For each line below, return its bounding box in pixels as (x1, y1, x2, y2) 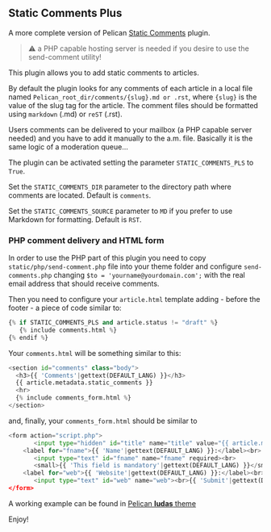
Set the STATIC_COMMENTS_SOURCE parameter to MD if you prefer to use (8, 206, 233, 216)
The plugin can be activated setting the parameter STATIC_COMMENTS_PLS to (8, 157, 254, 167)
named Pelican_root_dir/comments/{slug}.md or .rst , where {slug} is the (8, 92, 257, 102)
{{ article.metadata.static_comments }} (15, 379, 153, 387)
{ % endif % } (8, 333, 48, 341)
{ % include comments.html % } (19, 326, 117, 334)
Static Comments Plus (8, 6, 123, 20)
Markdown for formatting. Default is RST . (8, 214, 143, 224)
